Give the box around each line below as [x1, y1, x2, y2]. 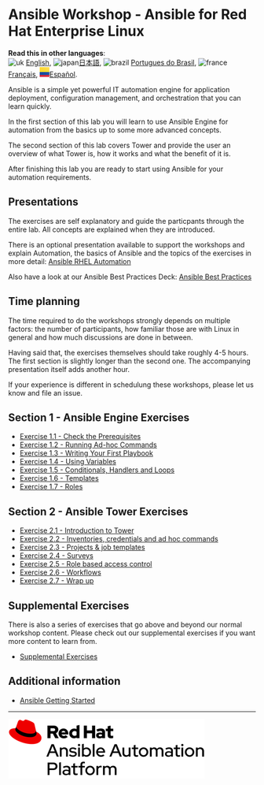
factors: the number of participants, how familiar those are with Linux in [8, 324, 240, 333]
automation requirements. [8, 172, 92, 182]
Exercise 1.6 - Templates [19, 474, 100, 483]
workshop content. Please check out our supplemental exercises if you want [8, 628, 255, 638]
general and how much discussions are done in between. [8, 333, 193, 342]
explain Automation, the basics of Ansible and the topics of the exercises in [8, 248, 251, 258]
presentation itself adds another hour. [8, 364, 130, 374]
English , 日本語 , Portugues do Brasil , [25, 58, 197, 67]
